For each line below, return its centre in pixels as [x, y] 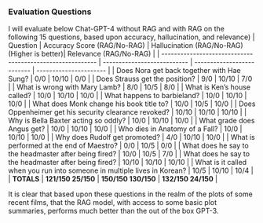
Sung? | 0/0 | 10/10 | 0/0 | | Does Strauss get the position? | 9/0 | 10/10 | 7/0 [130, 79]
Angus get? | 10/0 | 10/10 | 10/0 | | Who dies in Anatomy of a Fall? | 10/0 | [125, 129]
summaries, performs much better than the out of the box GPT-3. [113, 211]
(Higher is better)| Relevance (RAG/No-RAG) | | [84, 54]
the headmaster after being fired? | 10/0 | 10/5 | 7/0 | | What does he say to [129, 154]
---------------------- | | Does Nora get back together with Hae [139, 71]
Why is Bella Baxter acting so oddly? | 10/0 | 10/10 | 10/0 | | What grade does [131, 121]
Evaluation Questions [50, 12]
